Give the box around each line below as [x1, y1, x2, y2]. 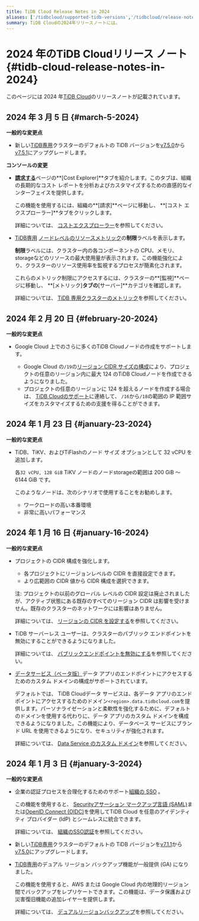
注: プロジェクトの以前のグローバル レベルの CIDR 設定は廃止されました [14, 590, 191, 597]
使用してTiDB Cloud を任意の [89, 808, 160, 815]
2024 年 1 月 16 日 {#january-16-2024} [6, 528, 149, 538]
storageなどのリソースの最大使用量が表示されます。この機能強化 [14, 255, 173, 262]
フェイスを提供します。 [30, 189, 87, 196]
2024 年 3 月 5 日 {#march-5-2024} [6, 112, 139, 122]
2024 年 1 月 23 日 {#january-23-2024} [6, 419, 152, 429]
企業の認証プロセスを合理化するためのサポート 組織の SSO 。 [14, 788, 164, 795]
